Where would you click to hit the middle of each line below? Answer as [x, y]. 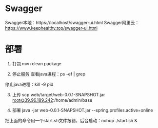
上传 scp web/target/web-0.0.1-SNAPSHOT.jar [59, 94]
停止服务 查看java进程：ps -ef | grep [49, 74]
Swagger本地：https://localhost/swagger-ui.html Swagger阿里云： [72, 22]
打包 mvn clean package [37, 63]
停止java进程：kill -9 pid [29, 84]
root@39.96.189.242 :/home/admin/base [52, 100]
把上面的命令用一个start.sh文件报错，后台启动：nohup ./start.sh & [71, 120]
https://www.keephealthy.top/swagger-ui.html [51, 28]
